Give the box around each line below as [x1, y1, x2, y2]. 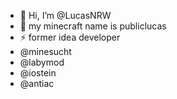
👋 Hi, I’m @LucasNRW [19, 10, 112, 21]
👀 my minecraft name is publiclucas [19, 20, 167, 32]
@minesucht [19, 46, 72, 57]
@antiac [19, 78, 55, 89]
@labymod [19, 56, 65, 68]
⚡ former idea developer [19, 31, 121, 43]
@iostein [19, 67, 57, 79]
